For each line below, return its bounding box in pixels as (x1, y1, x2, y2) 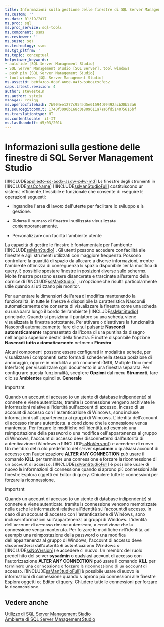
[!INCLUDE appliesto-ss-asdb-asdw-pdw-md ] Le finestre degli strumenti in (5, 179, 155, 184)
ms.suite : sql (5, 39, 34, 44)
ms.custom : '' (5, 12, 34, 17)
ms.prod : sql (5, 20, 32, 26)
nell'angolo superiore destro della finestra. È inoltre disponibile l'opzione (5, 335, 150, 341)
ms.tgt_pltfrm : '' (5, 48, 42, 53)
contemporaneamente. (12, 223, 59, 229)
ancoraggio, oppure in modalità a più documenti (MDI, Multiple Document (5, 360, 153, 365)
